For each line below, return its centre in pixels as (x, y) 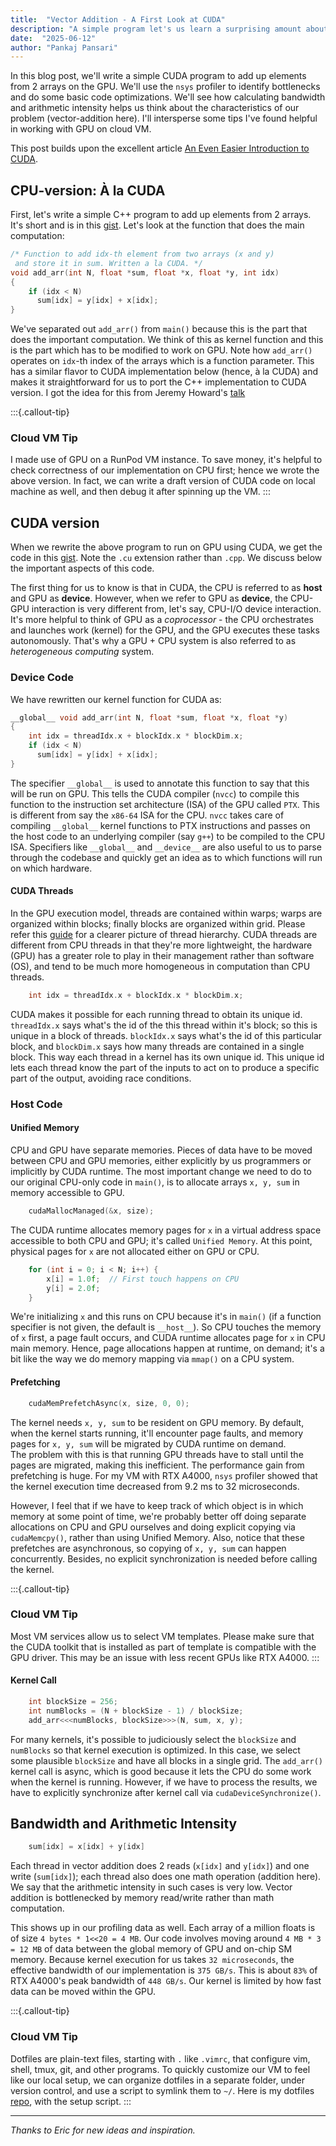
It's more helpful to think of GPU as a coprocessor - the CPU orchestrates (162, 620)
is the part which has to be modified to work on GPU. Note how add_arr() (161, 350)
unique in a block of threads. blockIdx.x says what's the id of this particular (166, 1035)
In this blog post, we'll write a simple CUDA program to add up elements (158, 76)
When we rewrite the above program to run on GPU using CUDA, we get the (166, 547)
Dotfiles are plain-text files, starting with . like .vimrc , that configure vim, (160, 2058)
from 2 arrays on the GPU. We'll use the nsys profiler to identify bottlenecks (165, 87)
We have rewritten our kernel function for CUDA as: (116, 699)
